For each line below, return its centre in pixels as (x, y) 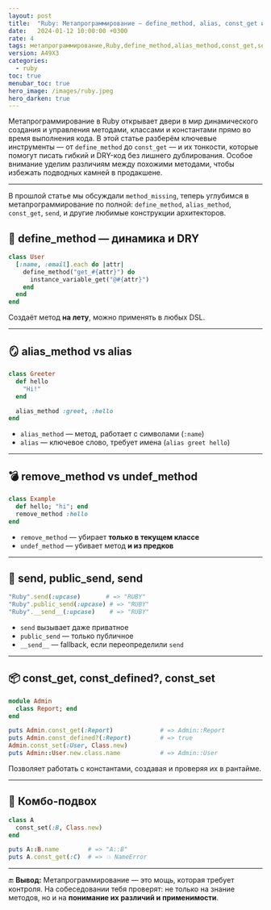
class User (27, 257)
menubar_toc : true (39, 83)
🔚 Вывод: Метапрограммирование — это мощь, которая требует (121, 880)
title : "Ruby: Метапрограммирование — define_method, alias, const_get (133, 23)
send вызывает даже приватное (74, 627)
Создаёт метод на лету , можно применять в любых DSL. (107, 317)
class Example (32, 499)
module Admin (30, 701)
